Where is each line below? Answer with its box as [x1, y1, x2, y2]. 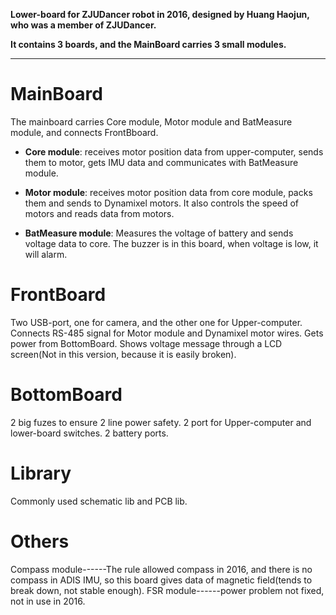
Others [10, 530, 70, 553]
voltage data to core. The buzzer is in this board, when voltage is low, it [24, 237, 319, 249]
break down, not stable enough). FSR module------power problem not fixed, [10, 584, 325, 596]
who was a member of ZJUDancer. [10, 19, 157, 31]
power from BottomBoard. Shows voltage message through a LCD [10, 337, 283, 349]
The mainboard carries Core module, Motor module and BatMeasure [10, 115, 293, 128]
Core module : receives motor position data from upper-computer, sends [24, 145, 324, 158]
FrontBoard [10, 284, 107, 306]
